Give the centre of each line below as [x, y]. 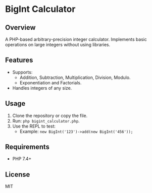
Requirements [27, 147]
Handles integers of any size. [42, 88]
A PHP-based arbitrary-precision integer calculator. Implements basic [76, 39]
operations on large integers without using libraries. [58, 45]
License [18, 174]
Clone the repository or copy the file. [50, 116]
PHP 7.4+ [22, 159]
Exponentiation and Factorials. [51, 82]
